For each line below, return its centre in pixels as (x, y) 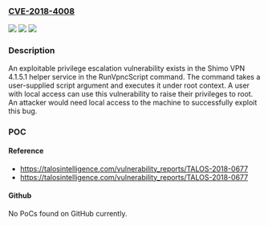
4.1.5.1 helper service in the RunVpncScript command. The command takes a (134, 76)
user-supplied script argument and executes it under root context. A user (129, 85)
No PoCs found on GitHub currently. (68, 213)
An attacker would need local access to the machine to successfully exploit (133, 102)
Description (32, 51)
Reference (26, 151)
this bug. (23, 111)
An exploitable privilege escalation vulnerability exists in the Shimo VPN (127, 68)
